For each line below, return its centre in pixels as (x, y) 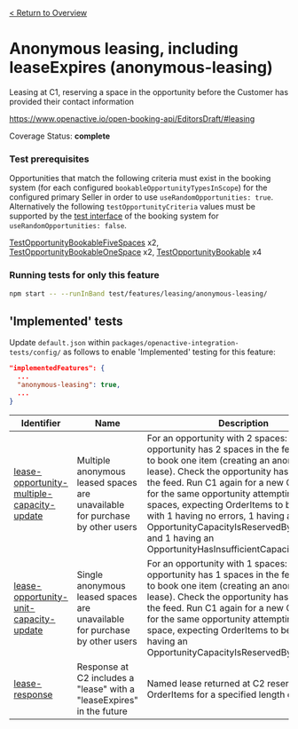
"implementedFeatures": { (57, 368)
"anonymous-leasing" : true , (69, 384)
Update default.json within (60, 343)
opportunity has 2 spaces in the (213, 449)
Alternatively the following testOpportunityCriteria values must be (132, 207)
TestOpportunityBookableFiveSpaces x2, (84, 242)
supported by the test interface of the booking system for (114, 216)
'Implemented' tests (66, 321)
